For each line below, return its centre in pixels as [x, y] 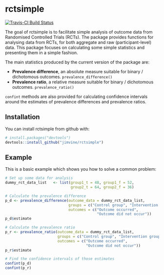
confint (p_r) [18, 268]
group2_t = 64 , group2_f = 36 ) [102, 187]
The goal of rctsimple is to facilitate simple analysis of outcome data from [79, 32]
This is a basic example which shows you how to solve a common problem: [81, 169]
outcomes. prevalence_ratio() [43, 87]
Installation [22, 117]
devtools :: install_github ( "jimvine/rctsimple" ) [54, 142]
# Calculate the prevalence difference [46, 196]
